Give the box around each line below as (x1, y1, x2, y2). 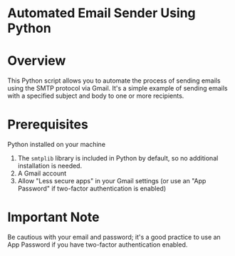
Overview (7, 53, 66, 69)
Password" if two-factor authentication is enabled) (17, 184, 167, 193)
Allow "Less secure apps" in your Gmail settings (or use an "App (17, 177, 207, 185)
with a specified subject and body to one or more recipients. (7, 91, 184, 101)
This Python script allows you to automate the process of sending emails (7, 76, 221, 85)
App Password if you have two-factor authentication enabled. (7, 240, 188, 249)
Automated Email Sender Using (7, 5, 196, 21)
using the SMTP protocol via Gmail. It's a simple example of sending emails (7, 84, 228, 93)
